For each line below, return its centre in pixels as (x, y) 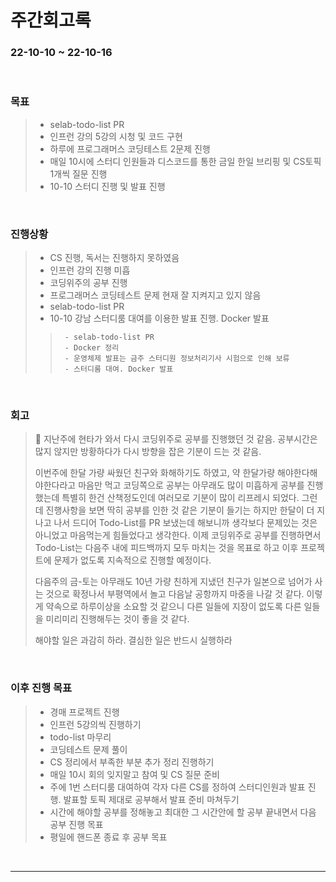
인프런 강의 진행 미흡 (90, 270)
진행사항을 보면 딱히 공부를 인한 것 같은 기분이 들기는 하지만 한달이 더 (180, 510)
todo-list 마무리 (80, 737)
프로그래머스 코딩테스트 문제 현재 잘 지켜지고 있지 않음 (155, 295)
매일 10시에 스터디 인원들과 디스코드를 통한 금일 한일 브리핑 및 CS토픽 (185, 161)
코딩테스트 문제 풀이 (88, 749)
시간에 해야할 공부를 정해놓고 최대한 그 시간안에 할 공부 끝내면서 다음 (183, 812)
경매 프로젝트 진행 (84, 712)
